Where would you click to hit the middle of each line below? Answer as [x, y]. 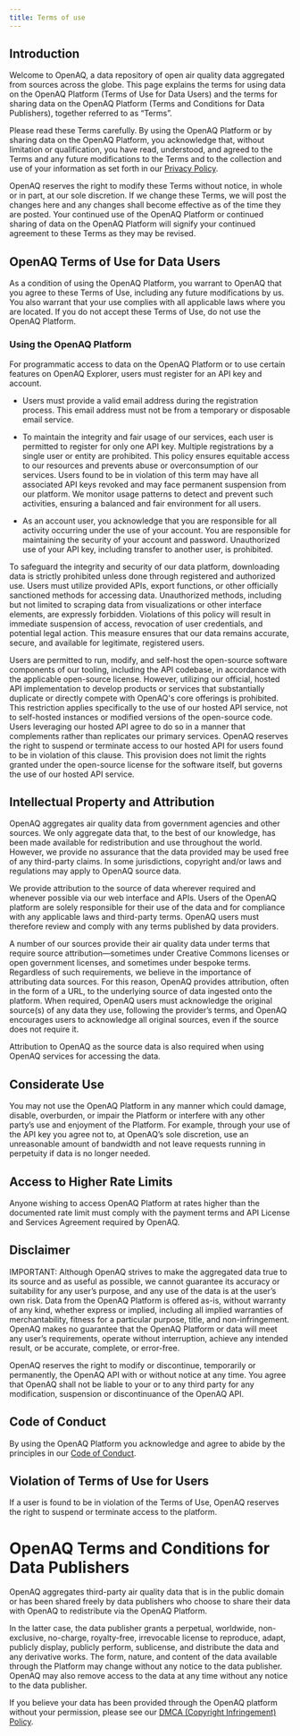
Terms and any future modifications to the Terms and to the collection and [146, 159]
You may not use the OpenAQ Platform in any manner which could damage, [148, 1106]
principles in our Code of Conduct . [73, 1453]
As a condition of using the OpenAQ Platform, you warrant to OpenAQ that [146, 284]
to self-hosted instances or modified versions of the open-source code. [141, 717]
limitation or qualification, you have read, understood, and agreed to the [141, 149]
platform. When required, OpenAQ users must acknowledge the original [141, 1001]
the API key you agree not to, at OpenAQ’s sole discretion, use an [129, 1135]
